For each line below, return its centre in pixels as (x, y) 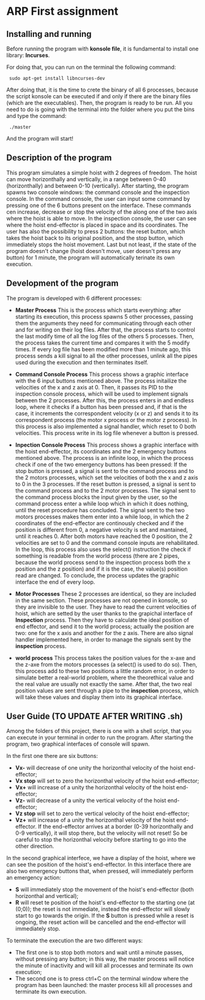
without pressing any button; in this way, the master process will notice (105, 959)
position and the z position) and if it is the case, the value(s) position (101, 569)
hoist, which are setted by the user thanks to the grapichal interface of (104, 613)
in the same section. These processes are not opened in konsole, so (101, 600)
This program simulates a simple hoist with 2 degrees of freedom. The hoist (102, 173)
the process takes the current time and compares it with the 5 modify (102, 343)
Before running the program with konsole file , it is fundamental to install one (102, 49)
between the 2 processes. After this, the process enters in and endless (104, 400)
